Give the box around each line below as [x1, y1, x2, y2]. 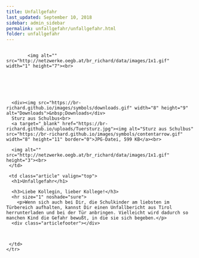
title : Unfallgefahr [6, 8, 58, 15]
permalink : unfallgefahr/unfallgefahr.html [6, 25, 117, 32]
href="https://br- [62, 121, 109, 127]
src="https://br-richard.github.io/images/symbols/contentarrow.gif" [6, 131, 183, 138]
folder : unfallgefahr [6, 31, 60, 37]
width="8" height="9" [134, 105, 188, 111]
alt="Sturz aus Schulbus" [129, 126, 194, 132]
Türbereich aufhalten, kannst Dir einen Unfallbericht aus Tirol [6, 205, 172, 211]
